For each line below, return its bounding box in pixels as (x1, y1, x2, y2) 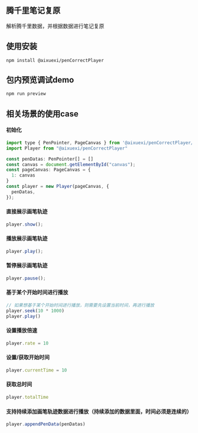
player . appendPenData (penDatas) (6, 421, 85, 427)
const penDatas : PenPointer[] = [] (6, 156, 94, 162)
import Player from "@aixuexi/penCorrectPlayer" (6, 145, 128, 151)
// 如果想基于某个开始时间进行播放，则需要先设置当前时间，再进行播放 (6, 302, 154, 308)
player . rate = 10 (6, 340, 49, 346)
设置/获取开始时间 (6, 354, 50, 361)
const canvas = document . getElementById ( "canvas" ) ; (6, 161, 136, 167)
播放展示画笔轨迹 (6, 235, 48, 242)
